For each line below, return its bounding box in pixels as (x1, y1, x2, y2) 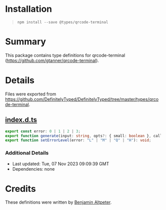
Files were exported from (5, 91, 56, 97)
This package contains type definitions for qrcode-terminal (5, 52, 125, 58)
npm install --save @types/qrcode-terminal (17, 20, 109, 25)
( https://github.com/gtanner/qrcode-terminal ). (5, 58, 99, 63)
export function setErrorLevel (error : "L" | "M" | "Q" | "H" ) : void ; (5, 138, 152, 143)
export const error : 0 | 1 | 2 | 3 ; (5, 129, 81, 134)
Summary (5, 36, 46, 47)
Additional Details (5, 150, 49, 156)
